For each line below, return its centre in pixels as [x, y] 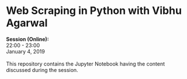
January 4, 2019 [25, 51]
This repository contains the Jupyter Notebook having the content [86, 64]
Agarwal [27, 23]
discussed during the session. [42, 70]
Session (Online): [27, 39]
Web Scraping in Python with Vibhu [94, 11]
